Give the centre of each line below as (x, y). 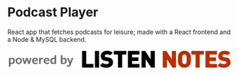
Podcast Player (53, 12)
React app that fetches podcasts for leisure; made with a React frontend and (119, 32)
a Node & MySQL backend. (47, 39)
